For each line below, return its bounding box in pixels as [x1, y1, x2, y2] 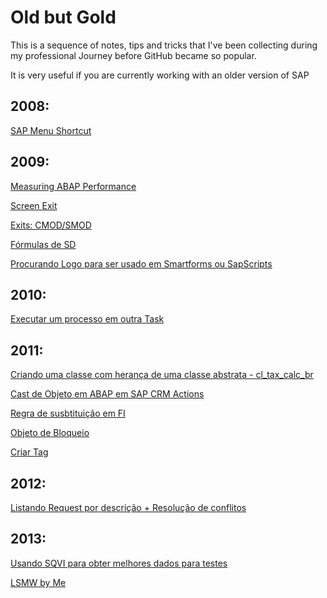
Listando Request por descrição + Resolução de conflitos [10, 502, 247, 513]
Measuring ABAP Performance [10, 180, 137, 192]
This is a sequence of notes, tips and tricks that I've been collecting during [10, 39, 318, 51]
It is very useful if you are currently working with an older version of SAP [10, 69, 310, 81]
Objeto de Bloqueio [10, 427, 90, 439]
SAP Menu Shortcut [10, 124, 92, 136]
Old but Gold [10, 6, 117, 29]
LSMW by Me [10, 576, 67, 588]
